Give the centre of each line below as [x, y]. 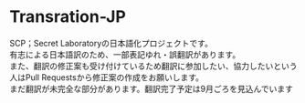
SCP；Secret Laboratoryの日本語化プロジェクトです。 [111, 43]
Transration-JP [68, 17]
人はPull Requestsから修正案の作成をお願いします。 [106, 77]
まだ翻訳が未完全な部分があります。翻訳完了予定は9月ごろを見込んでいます [152, 88]
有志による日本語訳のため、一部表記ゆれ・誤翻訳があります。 [125, 54]
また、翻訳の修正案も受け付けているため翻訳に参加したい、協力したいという [153, 66]
